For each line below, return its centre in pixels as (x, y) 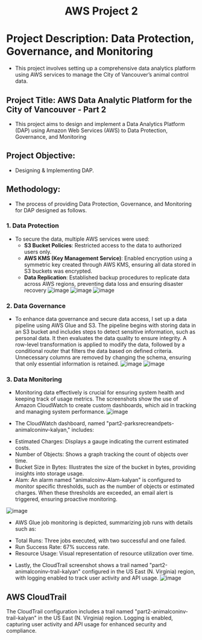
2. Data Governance (36, 306)
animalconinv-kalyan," (43, 430)
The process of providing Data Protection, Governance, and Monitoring (103, 204)
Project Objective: (41, 156)
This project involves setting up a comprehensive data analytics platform (105, 68)
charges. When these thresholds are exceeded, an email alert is (94, 493)
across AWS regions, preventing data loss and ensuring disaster (103, 284)
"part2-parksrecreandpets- (140, 423)
